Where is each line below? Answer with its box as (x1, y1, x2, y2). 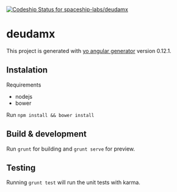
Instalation (6, 65, 48, 76)
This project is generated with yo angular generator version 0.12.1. (6, 47, 172, 54)
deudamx (6, 27, 56, 41)
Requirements (6, 81, 42, 88)
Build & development (6, 129, 87, 140)
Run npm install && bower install (6, 111, 95, 118)
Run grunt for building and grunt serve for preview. (6, 145, 135, 152)
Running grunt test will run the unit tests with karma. (6, 179, 140, 186)
